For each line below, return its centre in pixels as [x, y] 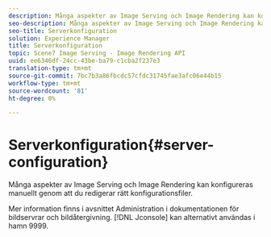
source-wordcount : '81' [48, 91]
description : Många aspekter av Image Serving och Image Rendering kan [131, 16]
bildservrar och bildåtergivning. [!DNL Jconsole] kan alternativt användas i [132, 218]
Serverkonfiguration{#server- [111, 145]
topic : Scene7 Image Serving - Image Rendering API [97, 53]
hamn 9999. [29, 226]
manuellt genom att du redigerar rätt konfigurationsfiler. [101, 193]
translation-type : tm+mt [50, 69]
